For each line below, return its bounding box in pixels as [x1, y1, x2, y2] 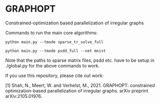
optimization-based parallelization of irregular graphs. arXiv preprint [5, 87, 149, 94]
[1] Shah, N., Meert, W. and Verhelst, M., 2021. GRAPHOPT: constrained [5, 82, 155, 88]
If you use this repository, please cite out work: [5, 72, 104, 79]
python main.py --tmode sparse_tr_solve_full [5, 39, 103, 45]
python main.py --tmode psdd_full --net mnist [5, 48, 106, 53]
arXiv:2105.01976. [5, 93, 42, 99]
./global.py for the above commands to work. [5, 62, 100, 68]
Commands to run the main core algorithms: [5, 29, 98, 36]
